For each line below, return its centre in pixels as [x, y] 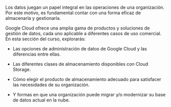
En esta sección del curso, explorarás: [45, 39]
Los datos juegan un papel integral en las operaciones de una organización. [85, 7]
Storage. [22, 69]
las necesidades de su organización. [51, 85]
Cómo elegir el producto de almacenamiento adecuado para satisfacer [87, 79]
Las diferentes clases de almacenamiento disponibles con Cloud [80, 64]
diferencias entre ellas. [37, 54]
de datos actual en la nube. [41, 100]
